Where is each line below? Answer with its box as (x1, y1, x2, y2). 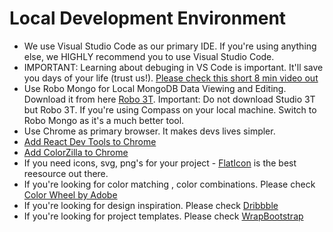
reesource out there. (23, 167, 109, 179)
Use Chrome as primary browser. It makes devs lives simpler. (23, 125, 276, 137)
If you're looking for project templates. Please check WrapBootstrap (23, 210, 304, 222)
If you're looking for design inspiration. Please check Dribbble (23, 199, 279, 211)
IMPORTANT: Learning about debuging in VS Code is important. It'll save (23, 61, 324, 73)
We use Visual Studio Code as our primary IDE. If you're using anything (23, 40, 317, 52)
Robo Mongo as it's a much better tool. (23, 114, 185, 126)
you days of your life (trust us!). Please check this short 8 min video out (23, 72, 319, 84)
